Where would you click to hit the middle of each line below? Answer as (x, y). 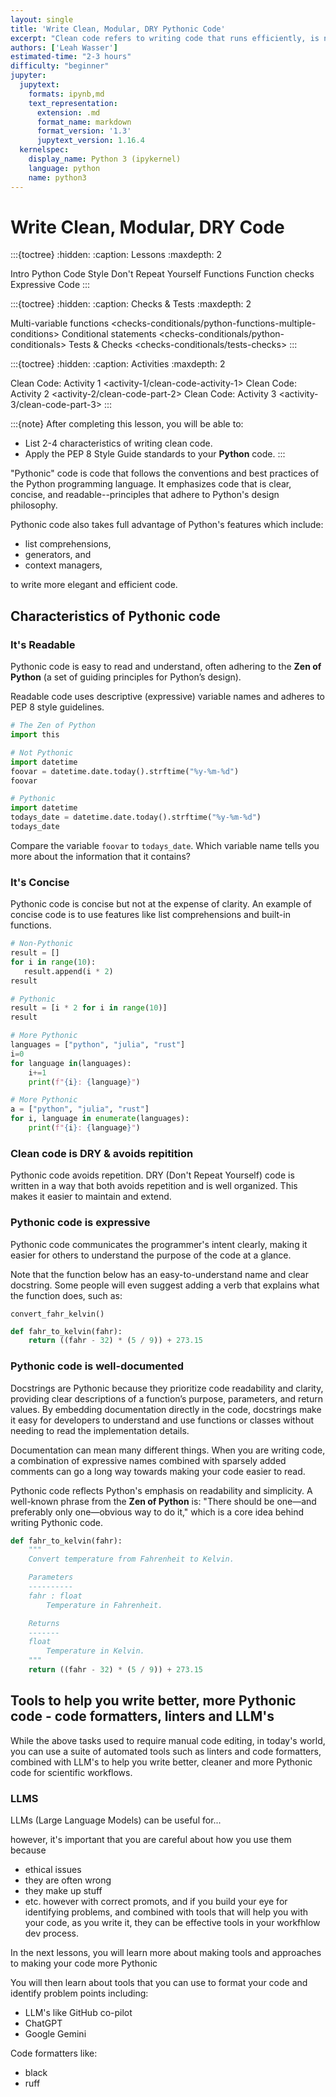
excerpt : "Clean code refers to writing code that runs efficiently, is (165, 38)
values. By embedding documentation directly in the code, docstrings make (166, 1409)
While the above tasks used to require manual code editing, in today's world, (168, 1740)
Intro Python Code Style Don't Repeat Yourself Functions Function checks (162, 274)
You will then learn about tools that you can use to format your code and (159, 1983)
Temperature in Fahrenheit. (104, 1605)
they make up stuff (63, 1891)
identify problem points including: (79, 1993)
